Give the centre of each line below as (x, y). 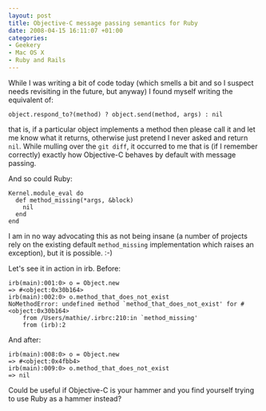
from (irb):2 (44, 325)
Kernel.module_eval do (46, 193)
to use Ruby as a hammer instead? (65, 398)
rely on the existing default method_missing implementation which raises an (131, 244)
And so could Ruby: (41, 178)
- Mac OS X (26, 53)
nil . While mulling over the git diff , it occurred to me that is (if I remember (133, 146)
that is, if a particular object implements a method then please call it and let (132, 129)
